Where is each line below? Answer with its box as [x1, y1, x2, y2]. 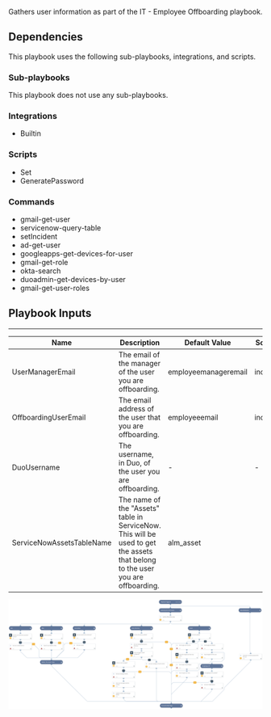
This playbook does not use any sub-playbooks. [8, 91, 169, 100]
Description [119, 338, 161, 348]
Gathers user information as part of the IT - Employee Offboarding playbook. [8, 7, 263, 16]
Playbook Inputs [8, 306, 92, 320]
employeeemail [168, 412, 219, 422]
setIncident [19, 232, 58, 241]
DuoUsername [11, 462, 60, 472]
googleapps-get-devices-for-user [19, 249, 133, 258]
